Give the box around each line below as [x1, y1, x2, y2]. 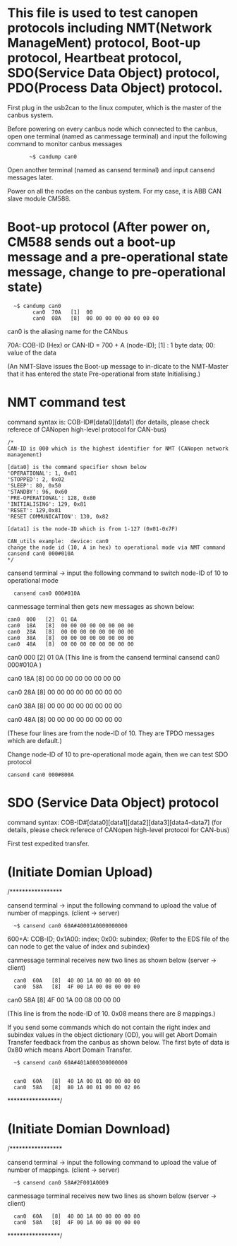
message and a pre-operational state [7, 249, 229, 266]
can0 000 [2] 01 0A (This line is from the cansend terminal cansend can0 [7, 653, 220, 661]
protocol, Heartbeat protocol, [7, 50, 182, 66]
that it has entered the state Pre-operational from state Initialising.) [7, 369, 201, 378]
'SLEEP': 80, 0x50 [7, 482, 61, 489]
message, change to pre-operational [7, 264, 226, 280]
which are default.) [7, 736, 62, 744]
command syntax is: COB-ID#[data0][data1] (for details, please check [7, 417, 209, 426]
